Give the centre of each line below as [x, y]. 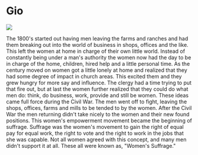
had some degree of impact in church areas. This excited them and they [94, 76]
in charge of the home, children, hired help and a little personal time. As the [98, 64]
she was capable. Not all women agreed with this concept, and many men [96, 139]
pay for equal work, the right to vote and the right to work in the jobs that [95, 133]
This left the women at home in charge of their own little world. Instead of [96, 51]
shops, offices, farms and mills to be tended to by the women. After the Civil [99, 107]
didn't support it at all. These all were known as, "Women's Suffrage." [91, 145]
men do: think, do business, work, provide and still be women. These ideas [98, 95]
